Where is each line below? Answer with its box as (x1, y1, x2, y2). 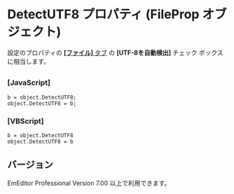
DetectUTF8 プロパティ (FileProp (7, 6, 200, 22)
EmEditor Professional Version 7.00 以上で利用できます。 (7, 179, 171, 187)
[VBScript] (7, 116, 44, 126)
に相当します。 (7, 57, 50, 65)
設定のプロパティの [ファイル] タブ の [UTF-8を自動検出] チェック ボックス (7, 48, 223, 57)
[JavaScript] (7, 78, 51, 88)
